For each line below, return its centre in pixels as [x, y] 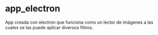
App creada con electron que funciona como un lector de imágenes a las [79, 22]
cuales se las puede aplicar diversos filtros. [49, 27]
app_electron [33, 9]
